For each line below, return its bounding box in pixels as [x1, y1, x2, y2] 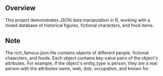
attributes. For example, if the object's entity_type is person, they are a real [5, 60, 158, 66]
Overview [5, 4, 36, 12]
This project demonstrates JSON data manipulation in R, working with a [5, 17, 151, 23]
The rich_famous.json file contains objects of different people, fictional [5, 49, 149, 56]
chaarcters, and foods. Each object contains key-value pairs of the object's [5, 55, 158, 61]
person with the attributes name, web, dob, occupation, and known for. [5, 65, 150, 71]
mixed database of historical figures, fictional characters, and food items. [5, 22, 154, 28]
